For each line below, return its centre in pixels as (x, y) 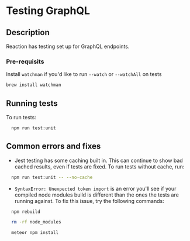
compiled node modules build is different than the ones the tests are (97, 195)
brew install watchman (34, 85)
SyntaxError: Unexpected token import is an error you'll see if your (95, 188)
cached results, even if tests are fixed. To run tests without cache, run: (99, 166)
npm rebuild (26, 212)
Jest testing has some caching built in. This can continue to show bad (99, 160)
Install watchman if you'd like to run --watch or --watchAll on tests (84, 74)
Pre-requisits (25, 61)
